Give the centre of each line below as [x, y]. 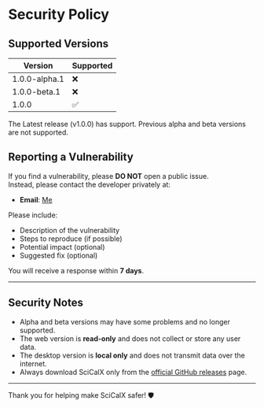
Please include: [33, 215]
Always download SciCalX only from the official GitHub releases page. [133, 372]
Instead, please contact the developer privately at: [90, 184]
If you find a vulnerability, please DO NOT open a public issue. [109, 176]
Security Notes [46, 303]
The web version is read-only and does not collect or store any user [130, 338]
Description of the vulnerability [70, 230]
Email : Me [36, 199]
